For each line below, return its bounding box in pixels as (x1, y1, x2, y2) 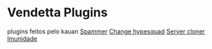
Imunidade (7, 34, 38, 42)
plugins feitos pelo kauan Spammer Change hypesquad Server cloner (7, 27, 205, 35)
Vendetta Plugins (7, 5, 108, 20)
